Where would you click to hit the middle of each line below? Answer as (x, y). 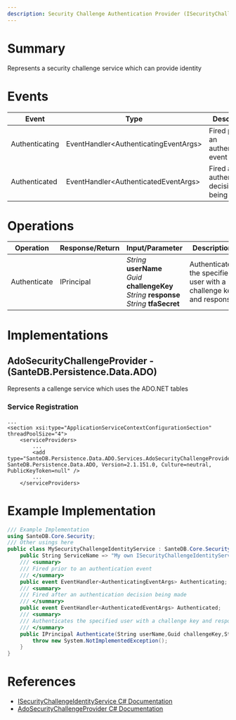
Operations (41, 226)
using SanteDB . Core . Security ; (52, 536)
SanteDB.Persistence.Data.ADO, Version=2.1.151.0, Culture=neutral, (110, 464)
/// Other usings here (40, 543)
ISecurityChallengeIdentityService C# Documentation (95, 701)
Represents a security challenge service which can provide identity (105, 68)
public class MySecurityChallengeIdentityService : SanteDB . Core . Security (119, 549)
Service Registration (43, 407)
